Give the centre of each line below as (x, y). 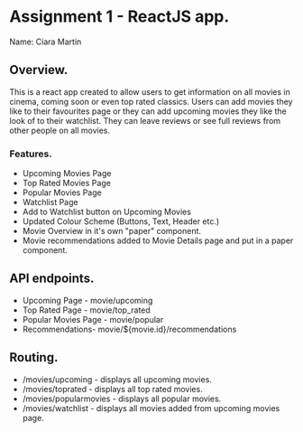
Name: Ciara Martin (46, 42)
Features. (31, 154)
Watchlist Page (50, 202)
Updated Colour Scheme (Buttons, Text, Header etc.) (121, 221)
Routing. (34, 357)
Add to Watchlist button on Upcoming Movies (107, 212)
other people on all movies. (60, 130)
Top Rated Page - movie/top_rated (86, 310)
